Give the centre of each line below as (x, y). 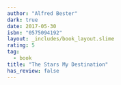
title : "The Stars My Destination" (58, 64)
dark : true (23, 20)
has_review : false (33, 71)
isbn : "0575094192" (35, 33)
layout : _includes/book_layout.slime (61, 39)
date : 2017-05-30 (32, 26)
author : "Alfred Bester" (42, 13)
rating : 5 (21, 45)
